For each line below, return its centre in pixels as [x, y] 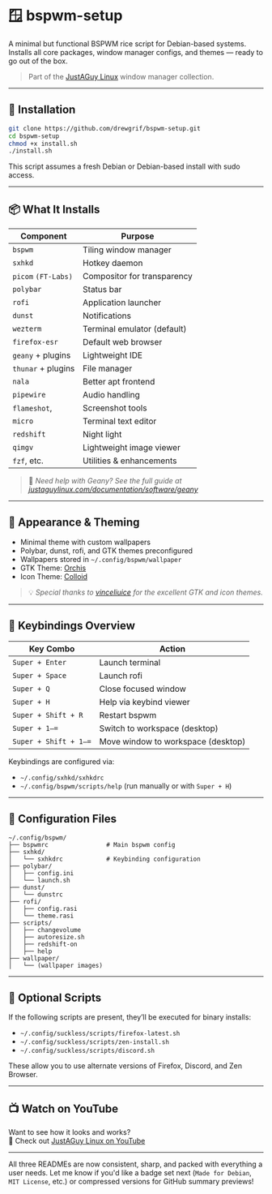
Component [43, 236]
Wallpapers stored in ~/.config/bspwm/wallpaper [101, 559]
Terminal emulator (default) [134, 329]
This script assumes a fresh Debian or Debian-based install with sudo [124, 166]
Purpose [138, 236]
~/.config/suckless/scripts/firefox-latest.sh [100, 1034]
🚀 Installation [42, 110]
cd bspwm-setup [34, 136]
